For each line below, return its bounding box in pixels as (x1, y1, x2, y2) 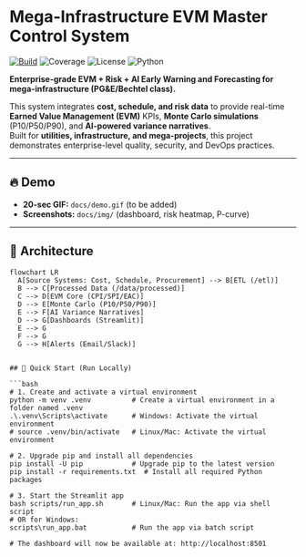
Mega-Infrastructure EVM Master (9, 6, 269, 27)
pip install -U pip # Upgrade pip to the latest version (9, 459, 275, 469)
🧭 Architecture (9, 243, 94, 259)
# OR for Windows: (9, 515, 79, 524)
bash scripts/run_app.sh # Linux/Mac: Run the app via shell (9, 499, 271, 508)
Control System (9, 26, 130, 46)
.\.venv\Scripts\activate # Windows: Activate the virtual (9, 411, 259, 420)
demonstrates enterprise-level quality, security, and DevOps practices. (9, 139, 275, 150)
